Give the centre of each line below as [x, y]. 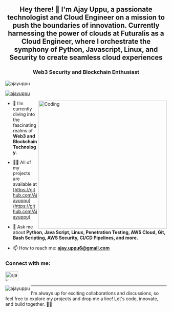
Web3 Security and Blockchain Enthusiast [86, 72]
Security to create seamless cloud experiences [86, 58]
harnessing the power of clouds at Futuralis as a [86, 34]
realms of [23, 130]
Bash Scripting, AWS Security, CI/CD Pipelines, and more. [75, 238]
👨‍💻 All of [22, 162]
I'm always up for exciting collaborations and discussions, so [95, 293]
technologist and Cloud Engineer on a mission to [86, 18]
